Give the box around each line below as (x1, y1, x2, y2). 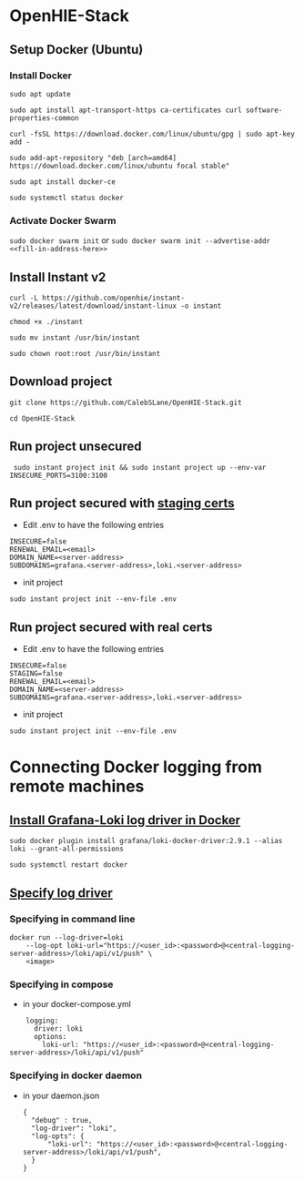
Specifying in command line (9, 912, 136, 925)
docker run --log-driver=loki (9, 932, 125, 942)
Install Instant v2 (9, 270, 106, 285)
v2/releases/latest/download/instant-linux (9, 301, 177, 311)
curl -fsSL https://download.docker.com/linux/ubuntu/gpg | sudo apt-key (9, 129, 296, 138)
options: (33, 1033, 67, 1042)
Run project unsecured (9, 439, 142, 454)
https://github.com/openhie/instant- (42, 293, 185, 302)
